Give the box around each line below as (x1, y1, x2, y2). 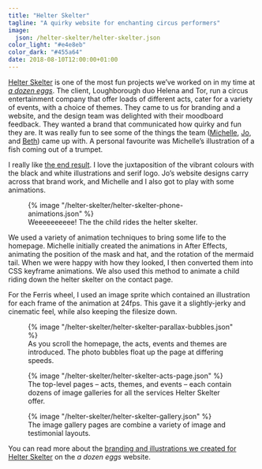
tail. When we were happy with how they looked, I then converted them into (8, 258, 254, 267)
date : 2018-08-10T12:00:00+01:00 (8, 56, 118, 64)
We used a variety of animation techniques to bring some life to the (8, 233, 226, 242)
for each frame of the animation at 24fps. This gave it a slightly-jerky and (8, 298, 246, 308)
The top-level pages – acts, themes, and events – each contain (28, 379, 232, 388)
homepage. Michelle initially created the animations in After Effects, (8, 240, 227, 250)
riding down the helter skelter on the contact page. (8, 274, 174, 284)
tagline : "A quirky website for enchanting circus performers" (8, 19, 221, 27)
